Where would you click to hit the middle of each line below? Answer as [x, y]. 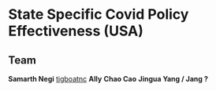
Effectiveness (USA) [76, 31]
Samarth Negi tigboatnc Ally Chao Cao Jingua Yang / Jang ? [108, 79]
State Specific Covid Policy [99, 15]
